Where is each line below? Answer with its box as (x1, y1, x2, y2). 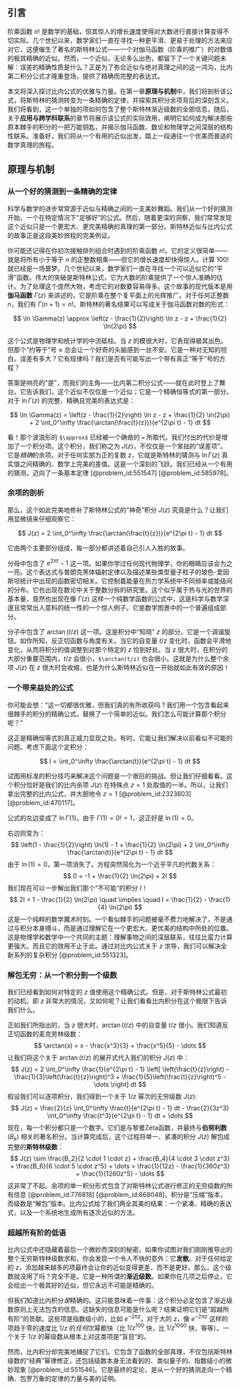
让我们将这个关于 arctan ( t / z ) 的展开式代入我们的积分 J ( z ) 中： (7, 1053, 190, 1062)
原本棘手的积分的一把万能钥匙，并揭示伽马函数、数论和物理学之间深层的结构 (7, 122, 233, 131)
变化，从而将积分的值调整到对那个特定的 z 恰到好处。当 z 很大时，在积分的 (7, 646, 229, 654)
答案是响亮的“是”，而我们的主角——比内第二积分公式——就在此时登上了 (7, 378, 220, 387)
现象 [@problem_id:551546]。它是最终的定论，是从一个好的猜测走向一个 (13, 1365, 226, 1374)
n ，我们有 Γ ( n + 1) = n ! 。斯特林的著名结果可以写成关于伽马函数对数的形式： (7, 299, 230, 309)
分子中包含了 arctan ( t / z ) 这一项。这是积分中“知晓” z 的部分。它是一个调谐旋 (7, 628, 231, 636)
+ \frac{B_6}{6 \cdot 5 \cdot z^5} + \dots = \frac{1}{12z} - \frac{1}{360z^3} (10, 1161, 230, 1170)
